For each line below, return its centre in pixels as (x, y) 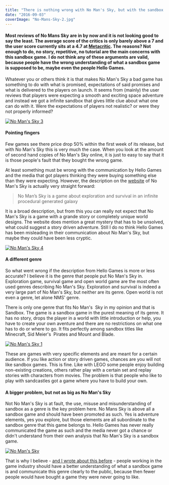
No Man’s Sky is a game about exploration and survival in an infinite (88, 196)
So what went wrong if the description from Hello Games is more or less (80, 270)
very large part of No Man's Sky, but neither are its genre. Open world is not (84, 292)
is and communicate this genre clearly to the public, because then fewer (80, 472)
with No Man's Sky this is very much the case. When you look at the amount (84, 149)
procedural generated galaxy (48, 201)
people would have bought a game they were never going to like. (73, 477)
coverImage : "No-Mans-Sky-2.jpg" (40, 19)
